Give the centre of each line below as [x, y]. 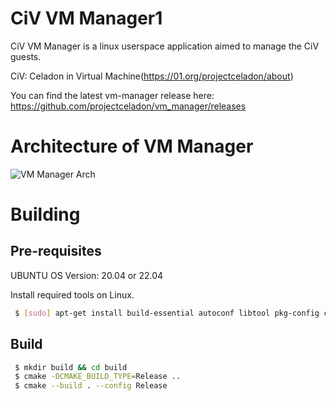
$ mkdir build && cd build [71, 367]
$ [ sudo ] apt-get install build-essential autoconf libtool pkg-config [167, 313]
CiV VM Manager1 [86, 18]
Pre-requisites [56, 251]
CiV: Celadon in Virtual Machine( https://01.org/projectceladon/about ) [152, 76]
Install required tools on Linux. [72, 294]
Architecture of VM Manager [132, 146]
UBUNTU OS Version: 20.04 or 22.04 [87, 275]
